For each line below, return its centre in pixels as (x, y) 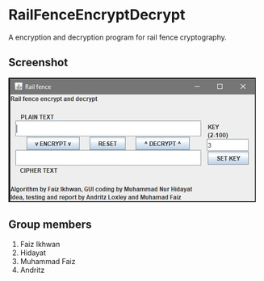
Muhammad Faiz (48, 261)
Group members (50, 225)
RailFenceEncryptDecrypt (97, 15)
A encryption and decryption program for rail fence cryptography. (118, 37)
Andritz (32, 270)
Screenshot (38, 63)
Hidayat (33, 253)
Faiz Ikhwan (40, 244)
